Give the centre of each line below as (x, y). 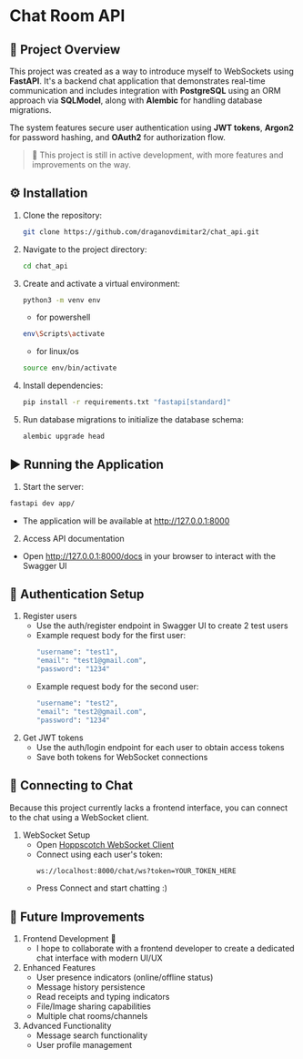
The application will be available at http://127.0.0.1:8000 (126, 521)
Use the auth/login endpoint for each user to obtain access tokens (160, 747)
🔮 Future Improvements (77, 916)
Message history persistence (91, 987)
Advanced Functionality (67, 1026)
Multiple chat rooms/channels (92, 1016)
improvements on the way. (81, 164)
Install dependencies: (63, 386)
